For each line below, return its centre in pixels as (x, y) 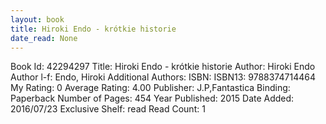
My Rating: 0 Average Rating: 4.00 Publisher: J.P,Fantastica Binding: (150, 88)
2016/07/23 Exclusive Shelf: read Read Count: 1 (108, 109)
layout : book (37, 19)
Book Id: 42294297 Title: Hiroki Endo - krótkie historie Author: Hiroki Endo (163, 67)
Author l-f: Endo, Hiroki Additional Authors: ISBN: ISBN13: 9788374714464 (163, 77)
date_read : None (44, 38)
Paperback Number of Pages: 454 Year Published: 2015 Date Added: (152, 98)
